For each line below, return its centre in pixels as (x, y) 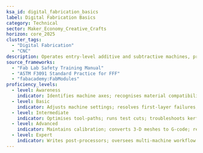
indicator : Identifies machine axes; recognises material (92, 96)
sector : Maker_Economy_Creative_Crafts (56, 29)
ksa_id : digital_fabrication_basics (52, 12)
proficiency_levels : (32, 85)
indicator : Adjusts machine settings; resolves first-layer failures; (108, 107)
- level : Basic (31, 101)
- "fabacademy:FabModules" (46, 79)
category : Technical (32, 23)
